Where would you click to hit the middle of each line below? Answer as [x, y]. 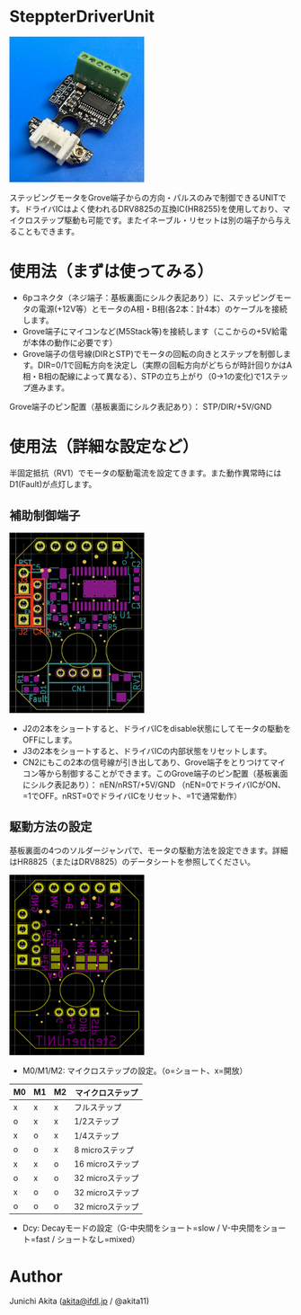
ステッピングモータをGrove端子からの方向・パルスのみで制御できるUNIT [144, 198]
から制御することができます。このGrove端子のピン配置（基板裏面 [167, 773]
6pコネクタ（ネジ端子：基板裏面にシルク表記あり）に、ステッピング [149, 298]
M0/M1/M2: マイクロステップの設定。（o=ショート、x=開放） [135, 1071]
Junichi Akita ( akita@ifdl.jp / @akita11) [80, 1302]
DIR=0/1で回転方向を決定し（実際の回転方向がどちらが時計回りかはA [165, 365]
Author [36, 1276]
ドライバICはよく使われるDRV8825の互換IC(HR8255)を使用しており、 [153, 209]
